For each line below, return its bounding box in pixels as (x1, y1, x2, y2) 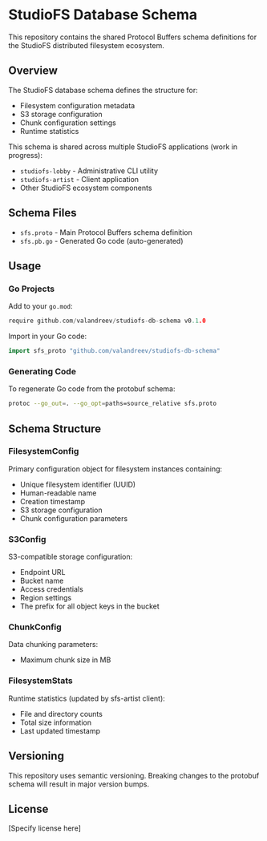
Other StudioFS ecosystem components (19, 183, 152, 192)
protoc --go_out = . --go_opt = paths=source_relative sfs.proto (8, 399, 217, 408)
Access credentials (19, 584, 84, 594)
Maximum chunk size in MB (19, 655, 111, 665)
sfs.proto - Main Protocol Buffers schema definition (19, 227, 192, 237)
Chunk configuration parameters (19, 513, 128, 523)
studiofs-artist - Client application (19, 174, 139, 184)
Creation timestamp (19, 496, 86, 506)
